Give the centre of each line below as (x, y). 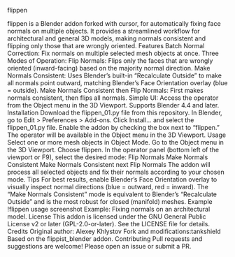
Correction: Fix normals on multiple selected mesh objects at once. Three (113, 53)
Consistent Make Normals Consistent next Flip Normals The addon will (109, 164)
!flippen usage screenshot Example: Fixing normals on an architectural (109, 209)
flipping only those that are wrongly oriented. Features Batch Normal (106, 46)
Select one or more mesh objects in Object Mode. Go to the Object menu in (115, 142)
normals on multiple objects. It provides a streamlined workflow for (104, 31)
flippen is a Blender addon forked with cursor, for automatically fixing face (114, 23)
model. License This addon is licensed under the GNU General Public (107, 216)
